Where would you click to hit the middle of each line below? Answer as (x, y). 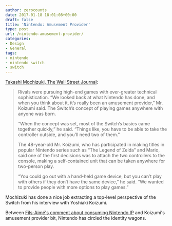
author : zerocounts (26, 10)
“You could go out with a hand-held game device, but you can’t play (90, 176)
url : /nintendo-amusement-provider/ (44, 34)
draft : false (19, 20)
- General (16, 48)
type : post (17, 29)
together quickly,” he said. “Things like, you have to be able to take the (92, 129)
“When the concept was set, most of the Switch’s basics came (84, 124)
